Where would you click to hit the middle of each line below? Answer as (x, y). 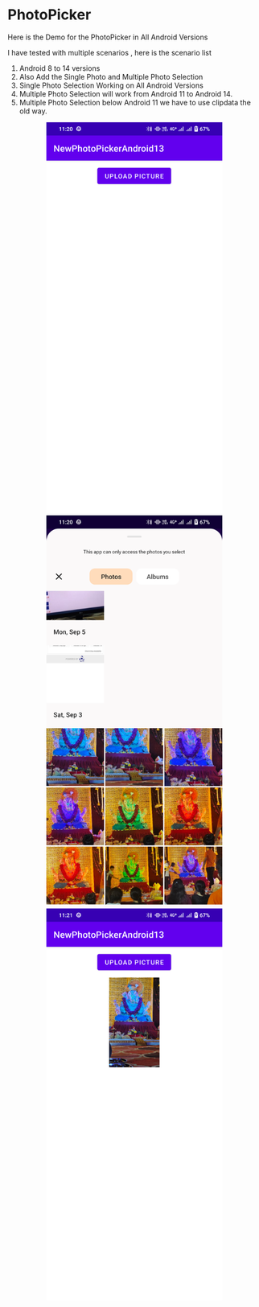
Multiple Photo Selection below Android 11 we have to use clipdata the (135, 102)
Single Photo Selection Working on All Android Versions (111, 85)
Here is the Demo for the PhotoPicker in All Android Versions (108, 37)
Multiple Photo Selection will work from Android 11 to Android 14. (126, 93)
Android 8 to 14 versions (60, 68)
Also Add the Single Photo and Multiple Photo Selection (111, 76)
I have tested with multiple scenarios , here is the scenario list (110, 52)
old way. (33, 111)
